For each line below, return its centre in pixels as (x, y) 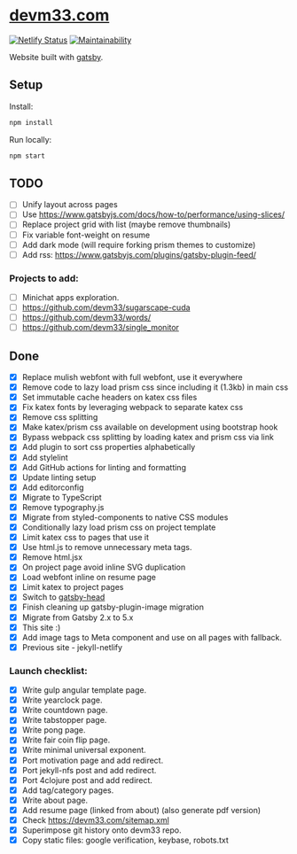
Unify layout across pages (70, 205)
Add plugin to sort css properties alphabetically (109, 447)
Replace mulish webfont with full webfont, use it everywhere (133, 377)
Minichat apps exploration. (70, 297)
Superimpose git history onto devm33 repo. (102, 830)
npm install (31, 122)
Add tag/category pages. (68, 790)
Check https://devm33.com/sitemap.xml (96, 819)
